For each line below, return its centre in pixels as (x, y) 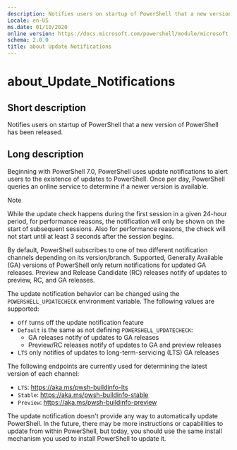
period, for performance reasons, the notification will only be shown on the (116, 221)
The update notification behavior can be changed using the (93, 293)
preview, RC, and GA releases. (51, 280)
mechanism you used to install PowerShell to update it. (87, 438)
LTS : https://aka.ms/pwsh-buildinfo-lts (73, 387)
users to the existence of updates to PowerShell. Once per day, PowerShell (116, 179)
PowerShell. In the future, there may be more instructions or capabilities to (115, 423)
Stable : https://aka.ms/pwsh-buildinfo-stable (83, 395)
